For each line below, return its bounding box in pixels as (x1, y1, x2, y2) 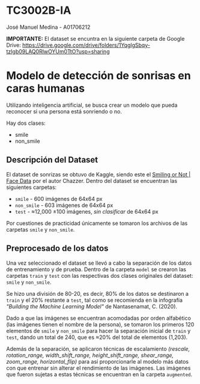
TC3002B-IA (6, 4, 71, 17)
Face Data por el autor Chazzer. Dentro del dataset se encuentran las (6, 177, 178, 184)
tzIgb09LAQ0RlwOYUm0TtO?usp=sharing (6, 47, 110, 55)
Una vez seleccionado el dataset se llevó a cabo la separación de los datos (6, 259, 192, 266)
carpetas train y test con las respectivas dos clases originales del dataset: (6, 272, 193, 279)
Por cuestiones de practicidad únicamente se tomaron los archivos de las (6, 220, 188, 227)
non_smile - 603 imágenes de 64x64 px (14, 202, 114, 209)
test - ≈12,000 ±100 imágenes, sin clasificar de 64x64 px (14, 208, 159, 215)
